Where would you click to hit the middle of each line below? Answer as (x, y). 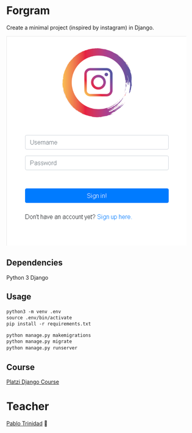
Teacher (28, 406)
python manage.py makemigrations (49, 335)
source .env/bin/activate (39, 318)
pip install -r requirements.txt (49, 324)
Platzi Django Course (33, 382)
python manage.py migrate (39, 342)
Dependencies (34, 263)
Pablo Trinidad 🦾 (27, 423)
